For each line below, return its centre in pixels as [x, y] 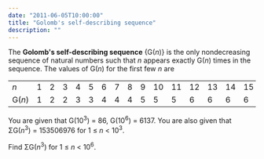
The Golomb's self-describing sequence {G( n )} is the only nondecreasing [129, 52]
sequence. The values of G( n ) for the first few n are [92, 69]
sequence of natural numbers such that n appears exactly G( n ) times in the [130, 60]
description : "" [35, 30]
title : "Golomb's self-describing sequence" [82, 23]
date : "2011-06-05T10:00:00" [56, 15]
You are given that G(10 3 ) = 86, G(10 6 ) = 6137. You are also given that [120, 120]
